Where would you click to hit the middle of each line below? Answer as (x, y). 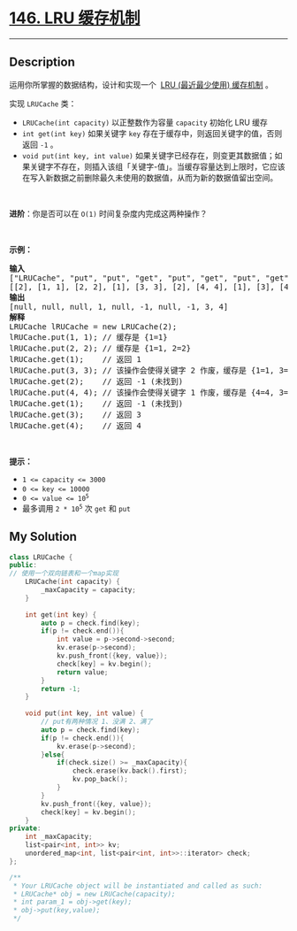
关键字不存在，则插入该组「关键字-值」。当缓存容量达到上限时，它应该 (157, 166)
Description (42, 62)
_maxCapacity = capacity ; (89, 590)
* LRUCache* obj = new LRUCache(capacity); (94, 894)
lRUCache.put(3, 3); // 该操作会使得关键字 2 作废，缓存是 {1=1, (142, 370)
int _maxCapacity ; (59, 837)
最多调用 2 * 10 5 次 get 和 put (76, 508)
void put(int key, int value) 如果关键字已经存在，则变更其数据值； (148, 155)
